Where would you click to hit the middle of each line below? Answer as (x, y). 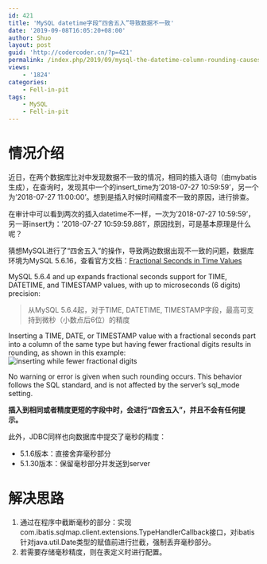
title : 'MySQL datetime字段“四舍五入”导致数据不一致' (91, 23)
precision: (25, 293)
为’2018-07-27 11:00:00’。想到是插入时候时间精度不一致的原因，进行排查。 (131, 196)
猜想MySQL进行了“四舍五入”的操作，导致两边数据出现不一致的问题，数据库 (131, 251)
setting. (21, 393)
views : (19, 68)
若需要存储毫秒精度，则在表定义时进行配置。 (93, 552)
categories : (28, 82)
